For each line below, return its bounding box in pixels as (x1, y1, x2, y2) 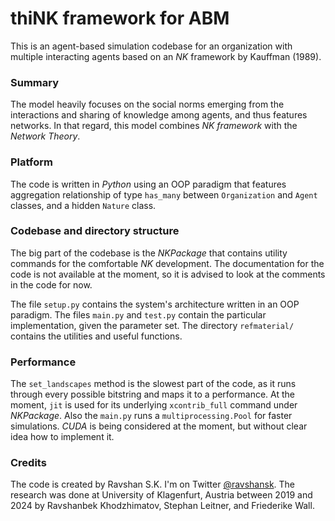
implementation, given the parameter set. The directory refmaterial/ (10, 319, 295, 331)
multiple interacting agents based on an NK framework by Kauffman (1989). (10, 50, 322, 62)
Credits (10, 456, 47, 470)
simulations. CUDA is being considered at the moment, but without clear (10, 420, 308, 432)
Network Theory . (10, 130, 81, 142)
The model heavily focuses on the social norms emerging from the (10, 98, 285, 111)
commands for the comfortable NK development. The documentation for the (10, 257, 325, 269)
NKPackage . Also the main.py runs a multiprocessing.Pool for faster (10, 410, 293, 422)
